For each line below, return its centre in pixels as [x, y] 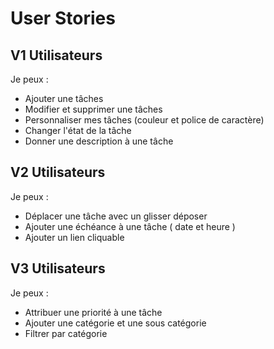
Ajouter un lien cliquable [74, 237]
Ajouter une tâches [64, 98]
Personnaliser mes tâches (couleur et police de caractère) [144, 120]
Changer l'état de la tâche [78, 130]
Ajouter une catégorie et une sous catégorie [115, 323]
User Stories [63, 18]
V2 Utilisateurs [58, 172]
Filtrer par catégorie [66, 333]
